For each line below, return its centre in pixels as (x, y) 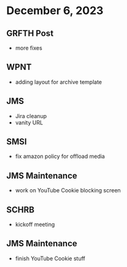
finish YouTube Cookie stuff (50, 258)
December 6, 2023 (55, 11)
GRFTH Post (30, 33)
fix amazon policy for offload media (60, 156)
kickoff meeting (35, 225)
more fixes (29, 48)
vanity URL (29, 122)
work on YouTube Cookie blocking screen (68, 190)
